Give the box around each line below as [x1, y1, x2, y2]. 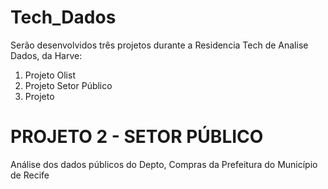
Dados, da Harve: [10, 49, 83, 61]
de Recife [10, 169, 50, 181]
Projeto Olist [24, 69, 76, 81]
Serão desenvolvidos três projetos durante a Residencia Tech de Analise [10, 39, 309, 51]
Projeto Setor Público [24, 79, 113, 91]
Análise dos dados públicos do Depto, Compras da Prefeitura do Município [10, 158, 318, 170]
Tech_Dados [10, 6, 117, 29]
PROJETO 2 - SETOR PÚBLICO [10, 126, 264, 148]
